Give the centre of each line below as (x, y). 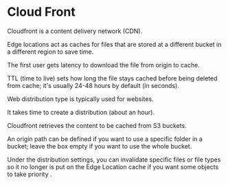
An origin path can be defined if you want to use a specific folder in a (105, 139)
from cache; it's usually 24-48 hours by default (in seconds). (93, 85)
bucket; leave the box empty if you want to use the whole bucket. (100, 146)
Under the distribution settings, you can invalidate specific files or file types (114, 160)
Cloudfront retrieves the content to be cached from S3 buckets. (97, 125)
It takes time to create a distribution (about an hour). (81, 112)
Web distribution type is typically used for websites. (80, 99)
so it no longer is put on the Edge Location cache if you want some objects (113, 166)
